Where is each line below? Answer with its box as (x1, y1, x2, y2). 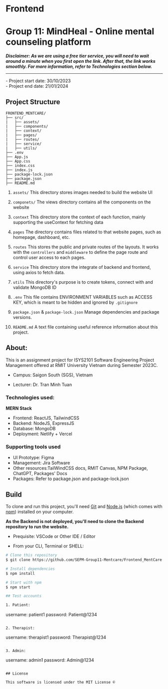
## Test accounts (5, 594, 42, 599)
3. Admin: (5, 649, 26, 654)
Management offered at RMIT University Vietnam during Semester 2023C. (5, 362, 158, 368)
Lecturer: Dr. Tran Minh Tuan (12, 381, 72, 387)
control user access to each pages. (12, 254, 86, 260)
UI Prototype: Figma (12, 455, 54, 461)
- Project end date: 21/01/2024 (5, 83, 69, 89)
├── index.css (5, 163, 35, 168)
